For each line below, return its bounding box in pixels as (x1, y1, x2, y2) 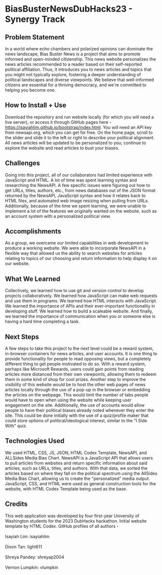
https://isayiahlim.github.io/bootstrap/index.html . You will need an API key (5, 124, 152, 130)
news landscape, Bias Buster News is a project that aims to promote (5, 51, 141, 57)
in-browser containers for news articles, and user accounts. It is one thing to (5, 351, 158, 357)
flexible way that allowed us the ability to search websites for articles (5, 250, 143, 256)
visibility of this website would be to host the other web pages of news (5, 382, 146, 388)
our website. (5, 261, 30, 266)
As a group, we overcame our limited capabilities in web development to (5, 240, 149, 246)
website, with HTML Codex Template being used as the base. (5, 486, 127, 492)
